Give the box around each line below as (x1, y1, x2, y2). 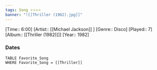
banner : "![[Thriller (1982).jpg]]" (5, 12, 83, 17)
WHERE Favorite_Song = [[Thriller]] (5, 60, 83, 65)
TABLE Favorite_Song (5, 55, 49, 61)
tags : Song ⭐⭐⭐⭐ (5, 7, 42, 13)
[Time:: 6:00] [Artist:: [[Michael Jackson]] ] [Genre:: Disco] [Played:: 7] (5, 26, 153, 32)
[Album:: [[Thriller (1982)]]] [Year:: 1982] (5, 31, 90, 38)
